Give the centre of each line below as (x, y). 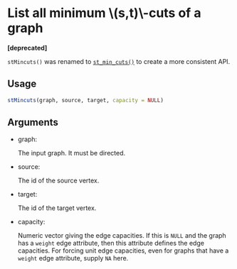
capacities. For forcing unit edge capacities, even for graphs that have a (123, 251)
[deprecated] (27, 48)
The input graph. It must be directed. (72, 153)
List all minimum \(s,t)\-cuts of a (104, 13)
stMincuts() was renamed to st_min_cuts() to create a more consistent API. (119, 61)
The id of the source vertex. (58, 181)
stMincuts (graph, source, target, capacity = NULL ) (85, 100)
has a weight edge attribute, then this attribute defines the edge (111, 243)
